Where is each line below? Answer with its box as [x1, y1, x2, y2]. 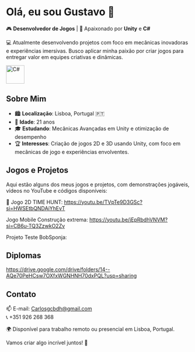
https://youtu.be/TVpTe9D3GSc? [64, 199, 143, 206]
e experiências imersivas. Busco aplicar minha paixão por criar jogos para [6, 47, 184, 54]
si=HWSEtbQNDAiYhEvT [6, 204, 65, 211]
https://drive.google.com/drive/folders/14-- [6, 266, 110, 273]
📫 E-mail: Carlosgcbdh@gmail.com [6, 305, 92, 312]
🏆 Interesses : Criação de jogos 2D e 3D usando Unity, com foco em [14, 140, 181, 147]
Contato [6, 289, 36, 299]
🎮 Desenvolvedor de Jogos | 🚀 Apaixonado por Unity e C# [6, 25, 151, 32]
